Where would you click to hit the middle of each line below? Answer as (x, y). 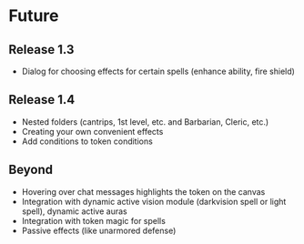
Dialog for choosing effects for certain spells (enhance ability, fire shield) (158, 71)
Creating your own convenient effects (92, 131)
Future (34, 16)
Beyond (31, 170)
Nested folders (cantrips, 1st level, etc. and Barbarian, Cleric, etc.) (145, 122)
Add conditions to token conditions (87, 141)
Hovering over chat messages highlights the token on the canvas (143, 191)
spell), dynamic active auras (75, 211)
